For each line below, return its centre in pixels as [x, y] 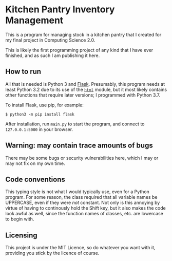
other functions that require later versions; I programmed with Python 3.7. [83, 95]
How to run [23, 72]
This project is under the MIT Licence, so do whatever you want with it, [80, 248]
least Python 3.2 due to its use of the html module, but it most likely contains [86, 89]
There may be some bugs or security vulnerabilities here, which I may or [82, 158]
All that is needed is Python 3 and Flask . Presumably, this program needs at [85, 84]
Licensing [21, 235]
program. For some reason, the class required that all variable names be [81, 197]
